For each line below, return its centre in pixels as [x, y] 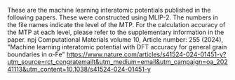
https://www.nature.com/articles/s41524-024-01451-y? [146, 54]
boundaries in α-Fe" [36, 54]
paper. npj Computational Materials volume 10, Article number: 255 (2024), [115, 40]
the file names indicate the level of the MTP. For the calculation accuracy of [116, 25]
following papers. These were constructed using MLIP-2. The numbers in [113, 17]
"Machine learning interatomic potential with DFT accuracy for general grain [117, 47]
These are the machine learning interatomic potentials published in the [109, 10]
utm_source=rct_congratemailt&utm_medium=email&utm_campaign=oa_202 [117, 62]
